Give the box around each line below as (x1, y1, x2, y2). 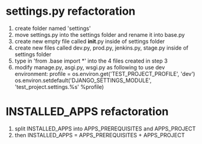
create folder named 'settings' (14, 25, 91, 32)
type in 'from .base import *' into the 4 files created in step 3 (14, 57, 168, 64)
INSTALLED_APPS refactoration (6, 105, 169, 119)
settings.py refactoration (6, 4, 136, 18)
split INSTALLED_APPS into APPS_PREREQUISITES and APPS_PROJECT (14, 124, 196, 132)
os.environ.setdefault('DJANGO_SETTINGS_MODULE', (14, 77, 152, 84)
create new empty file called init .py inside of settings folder (14, 37, 165, 45)
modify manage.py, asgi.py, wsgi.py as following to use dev (14, 63, 165, 71)
